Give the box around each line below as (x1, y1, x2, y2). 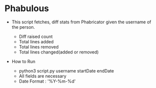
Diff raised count (19, 34, 53, 39)
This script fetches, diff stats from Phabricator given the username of (11, 19, 152, 25)
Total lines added (19, 38, 54, 44)
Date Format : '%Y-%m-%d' (19, 78, 76, 84)
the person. (11, 24, 35, 30)
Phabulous (4, 3, 49, 14)
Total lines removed (19, 44, 59, 50)
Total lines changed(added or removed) (19, 49, 99, 55)
